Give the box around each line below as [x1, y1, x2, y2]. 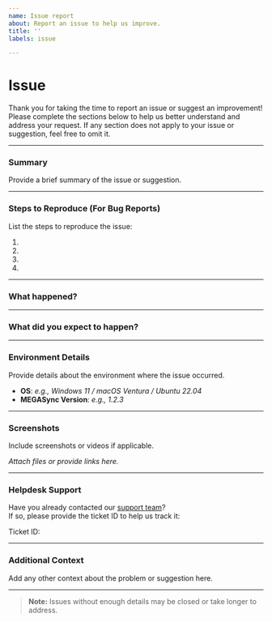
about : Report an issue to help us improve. [8, 19, 161, 28]
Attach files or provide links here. [8, 456, 119, 466]
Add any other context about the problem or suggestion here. [8, 573, 213, 583]
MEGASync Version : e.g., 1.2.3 [19, 394, 124, 404]
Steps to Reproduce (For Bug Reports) [8, 203, 160, 215]
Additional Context [8, 555, 84, 566]
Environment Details [8, 351, 91, 363]
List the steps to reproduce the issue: [8, 221, 133, 231]
